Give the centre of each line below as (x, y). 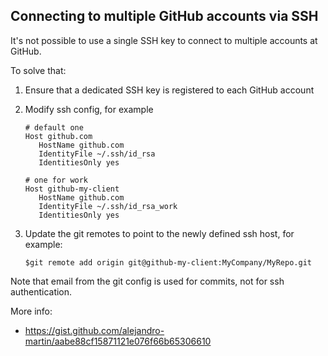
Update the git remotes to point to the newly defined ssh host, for (159, 233)
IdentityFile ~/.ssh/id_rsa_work (108, 206)
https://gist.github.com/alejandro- (94, 330)
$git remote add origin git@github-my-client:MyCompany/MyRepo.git (168, 262)
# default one (54, 127)
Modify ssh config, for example (89, 109)
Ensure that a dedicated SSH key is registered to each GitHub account (169, 90)
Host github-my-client (72, 189)
